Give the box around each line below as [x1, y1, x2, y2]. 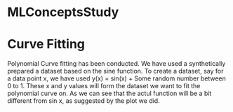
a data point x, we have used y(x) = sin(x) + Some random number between [7, 74, 227, 83]
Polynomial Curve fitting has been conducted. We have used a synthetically [7, 59, 226, 68]
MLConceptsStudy [7, 4, 119, 20]
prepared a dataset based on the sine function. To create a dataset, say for [7, 67, 224, 76]
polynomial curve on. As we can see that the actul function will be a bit [7, 89, 212, 98]
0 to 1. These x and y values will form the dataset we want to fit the [7, 82, 201, 90]
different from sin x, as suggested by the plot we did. [7, 97, 160, 105]
